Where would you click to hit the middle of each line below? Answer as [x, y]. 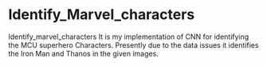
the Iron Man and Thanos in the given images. [84, 53]
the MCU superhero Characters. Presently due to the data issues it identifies [133, 45]
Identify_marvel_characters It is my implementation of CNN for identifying [129, 37]
